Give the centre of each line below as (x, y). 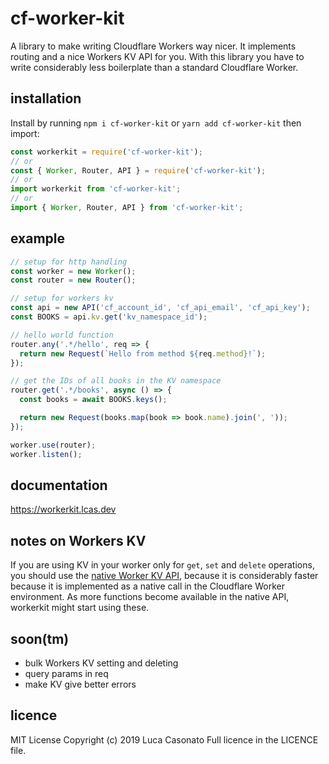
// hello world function (62, 335)
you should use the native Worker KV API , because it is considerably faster (164, 576)
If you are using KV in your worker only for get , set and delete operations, (162, 565)
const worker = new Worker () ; (73, 271)
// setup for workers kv (62, 298)
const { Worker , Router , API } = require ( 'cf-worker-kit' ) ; (138, 170)
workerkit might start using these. (80, 608)
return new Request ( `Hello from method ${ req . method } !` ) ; (143, 353)
